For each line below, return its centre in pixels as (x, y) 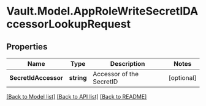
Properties (27, 47)
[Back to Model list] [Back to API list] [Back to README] (77, 97)
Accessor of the (116, 74)
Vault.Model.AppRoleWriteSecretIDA (102, 11)
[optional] (182, 78)
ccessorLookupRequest (68, 24)
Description (128, 64)
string (78, 78)
